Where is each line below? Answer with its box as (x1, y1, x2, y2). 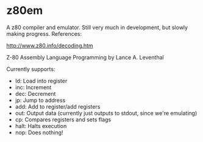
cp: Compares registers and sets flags (15, 116, 112, 123)
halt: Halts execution (15, 122, 67, 129)
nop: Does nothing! (15, 129, 63, 136)
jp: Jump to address (15, 96, 66, 104)
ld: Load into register (15, 77, 68, 84)
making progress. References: (6, 30, 82, 37)
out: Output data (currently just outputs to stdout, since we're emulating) (15, 109, 198, 117)
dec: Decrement (15, 90, 56, 97)
